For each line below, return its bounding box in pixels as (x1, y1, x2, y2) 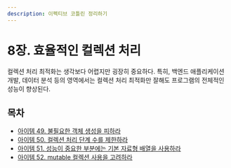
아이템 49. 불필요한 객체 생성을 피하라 (17, 127, 121, 135)
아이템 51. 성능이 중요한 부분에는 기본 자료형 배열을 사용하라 (17, 144, 181, 153)
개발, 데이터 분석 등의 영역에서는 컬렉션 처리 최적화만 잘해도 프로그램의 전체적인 (7, 76, 225, 84)
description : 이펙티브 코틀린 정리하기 (7, 10, 107, 17)
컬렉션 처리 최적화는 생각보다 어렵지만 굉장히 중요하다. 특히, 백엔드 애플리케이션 (7, 67, 225, 76)
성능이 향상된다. (7, 85, 51, 93)
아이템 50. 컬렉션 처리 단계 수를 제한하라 (17, 136, 128, 144)
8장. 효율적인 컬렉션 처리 (7, 43, 142, 58)
